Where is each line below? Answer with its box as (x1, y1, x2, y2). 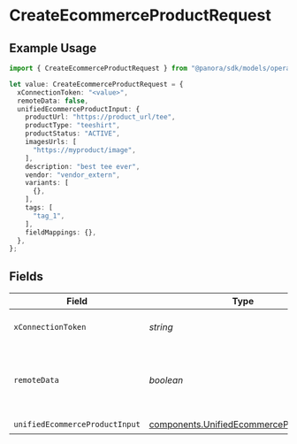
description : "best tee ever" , (25, 162, 141, 171)
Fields (9, 269, 44, 284)
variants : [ (25, 179, 69, 188)
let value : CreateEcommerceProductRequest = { (9, 80, 184, 88)
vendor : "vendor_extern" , (25, 170, 121, 180)
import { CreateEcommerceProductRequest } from (9, 64, 188, 73)
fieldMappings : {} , (25, 227, 97, 237)
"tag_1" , (32, 211, 65, 220)
